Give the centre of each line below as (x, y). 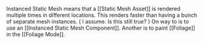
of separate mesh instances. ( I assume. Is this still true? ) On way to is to (98, 21)
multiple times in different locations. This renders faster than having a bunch (102, 15)
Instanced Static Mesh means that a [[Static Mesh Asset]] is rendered (93, 9)
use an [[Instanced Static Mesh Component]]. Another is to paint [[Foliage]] (101, 28)
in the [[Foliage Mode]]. (36, 34)
